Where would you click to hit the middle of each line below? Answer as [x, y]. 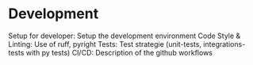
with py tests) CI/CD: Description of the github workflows [119, 52]
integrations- [224, 44]
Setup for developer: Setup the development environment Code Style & [125, 36]
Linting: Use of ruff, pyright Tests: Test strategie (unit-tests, [105, 44]
